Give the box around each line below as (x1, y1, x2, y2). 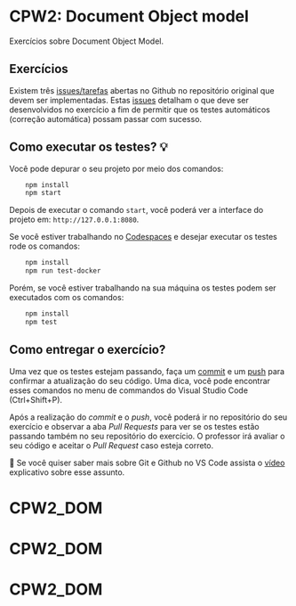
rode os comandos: (9, 241, 81, 251)
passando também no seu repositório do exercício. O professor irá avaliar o (9, 430, 285, 441)
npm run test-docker (25, 266, 101, 275)
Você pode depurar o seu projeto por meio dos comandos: (9, 163, 224, 174)
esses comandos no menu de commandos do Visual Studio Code (9, 385, 249, 396)
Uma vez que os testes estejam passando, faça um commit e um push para (9, 365, 285, 376)
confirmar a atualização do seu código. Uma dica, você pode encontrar (9, 375, 271, 386)
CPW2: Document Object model (9, 6, 249, 27)
